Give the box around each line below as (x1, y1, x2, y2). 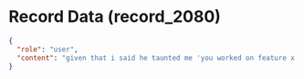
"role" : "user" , (16, 44, 79, 54)
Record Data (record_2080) (8, 6, 221, 27)
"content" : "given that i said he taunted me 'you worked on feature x (16, 53, 296, 63)
